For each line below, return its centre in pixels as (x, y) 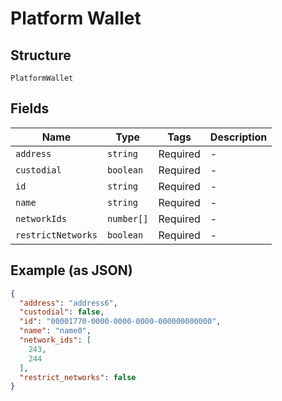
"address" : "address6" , (68, 303)
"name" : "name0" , (55, 331)
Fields (30, 108)
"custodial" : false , (62, 312)
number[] (127, 218)
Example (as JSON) (71, 270)
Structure (41, 55)
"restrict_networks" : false (78, 377)
